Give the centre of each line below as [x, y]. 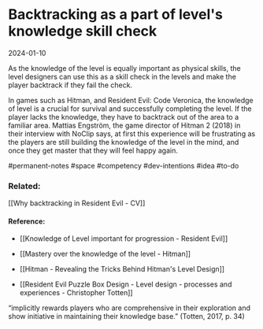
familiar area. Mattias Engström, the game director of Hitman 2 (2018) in [124, 125]
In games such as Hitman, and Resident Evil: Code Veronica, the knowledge [131, 100]
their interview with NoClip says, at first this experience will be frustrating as [132, 133]
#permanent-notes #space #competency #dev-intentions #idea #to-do [124, 165]
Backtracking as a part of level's [115, 15]
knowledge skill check [83, 31]
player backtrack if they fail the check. [70, 85]
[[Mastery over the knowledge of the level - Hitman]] [105, 254]
